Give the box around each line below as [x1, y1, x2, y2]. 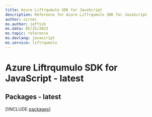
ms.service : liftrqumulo [5, 40, 57, 45]
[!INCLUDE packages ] [5, 106, 51, 112]
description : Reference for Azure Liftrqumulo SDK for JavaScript [5, 12, 147, 17]
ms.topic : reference [5, 31, 49, 36]
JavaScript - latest [5, 73, 84, 84]
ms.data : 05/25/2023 [5, 26, 49, 31]
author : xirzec [5, 17, 37, 22]
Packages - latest [5, 93, 61, 101]
